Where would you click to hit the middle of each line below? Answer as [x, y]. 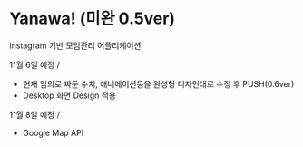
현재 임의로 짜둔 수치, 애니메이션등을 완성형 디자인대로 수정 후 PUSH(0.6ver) [158, 83]
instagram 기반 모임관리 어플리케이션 [75, 45]
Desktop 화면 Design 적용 [69, 95]
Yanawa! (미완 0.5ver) [92, 19]
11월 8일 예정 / [35, 114]
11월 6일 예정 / [35, 64]
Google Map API [53, 132]
